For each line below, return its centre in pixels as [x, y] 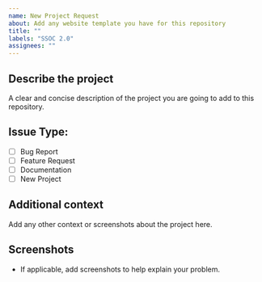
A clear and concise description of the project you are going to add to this [131, 98]
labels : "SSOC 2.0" [41, 38]
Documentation [46, 170]
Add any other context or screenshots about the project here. [110, 224]
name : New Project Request [54, 16]
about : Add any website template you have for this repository [117, 23]
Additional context [56, 205]
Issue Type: [38, 132]
